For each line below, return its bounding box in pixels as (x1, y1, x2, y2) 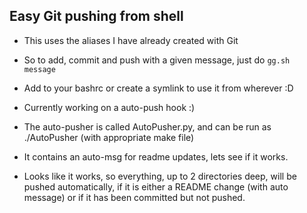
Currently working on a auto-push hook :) (23, 101, 196, 113)
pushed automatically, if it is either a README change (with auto (23, 180, 289, 193)
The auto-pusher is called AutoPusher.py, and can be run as (23, 120, 272, 133)
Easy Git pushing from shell (9, 8, 184, 25)
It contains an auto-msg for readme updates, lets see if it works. (23, 150, 289, 163)
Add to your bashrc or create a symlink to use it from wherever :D (23, 82, 294, 94)
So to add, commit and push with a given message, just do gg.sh (23, 54, 291, 66)
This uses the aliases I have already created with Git (23, 34, 239, 46)
